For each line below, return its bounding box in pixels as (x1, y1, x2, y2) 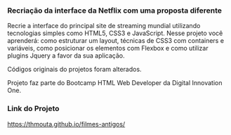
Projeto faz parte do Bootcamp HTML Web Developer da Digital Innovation (7, 79, 223, 87)
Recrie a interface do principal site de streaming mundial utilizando (7, 22, 201, 30)
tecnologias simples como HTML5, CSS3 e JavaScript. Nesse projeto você (7, 29, 223, 37)
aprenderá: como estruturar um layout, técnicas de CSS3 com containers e (7, 37, 225, 45)
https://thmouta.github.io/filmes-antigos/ (7, 120, 126, 128)
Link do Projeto (7, 104, 60, 114)
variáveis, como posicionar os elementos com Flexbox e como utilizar (7, 44, 209, 53)
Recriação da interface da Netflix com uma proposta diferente (7, 6, 223, 15)
